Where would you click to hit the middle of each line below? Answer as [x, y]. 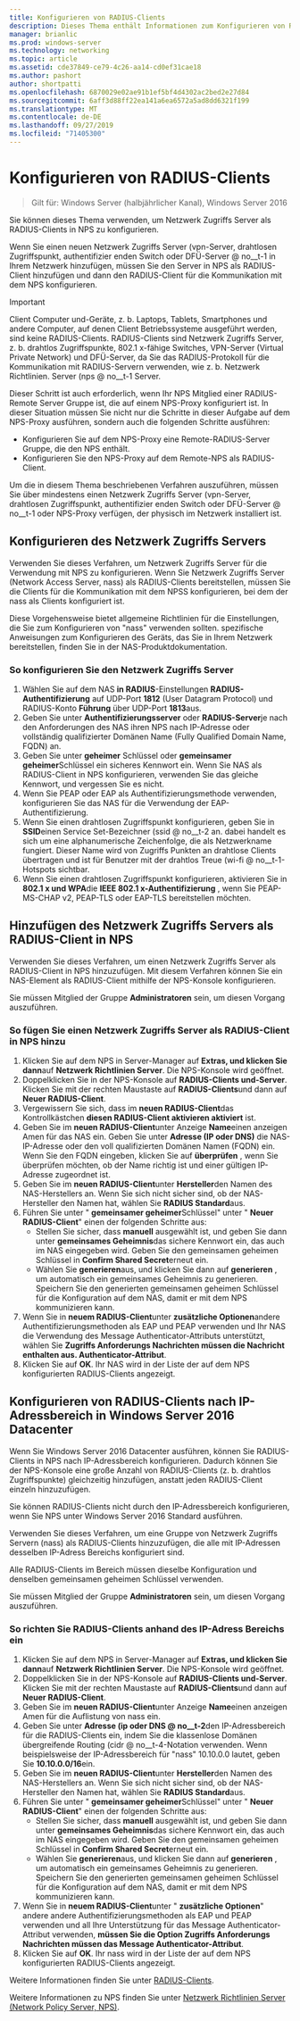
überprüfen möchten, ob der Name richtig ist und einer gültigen [139, 1165]
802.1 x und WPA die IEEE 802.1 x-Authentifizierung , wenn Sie [139, 888]
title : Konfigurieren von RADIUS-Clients [87, 17]
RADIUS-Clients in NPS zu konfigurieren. [84, 229]
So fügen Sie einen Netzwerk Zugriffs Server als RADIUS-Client [150, 1030]
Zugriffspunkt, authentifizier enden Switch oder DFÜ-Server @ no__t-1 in [143, 256]
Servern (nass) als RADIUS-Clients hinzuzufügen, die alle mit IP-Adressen [145, 1543]
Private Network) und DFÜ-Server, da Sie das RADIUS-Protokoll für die [139, 357]
